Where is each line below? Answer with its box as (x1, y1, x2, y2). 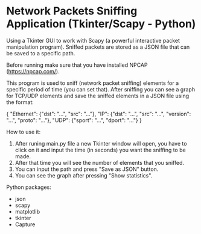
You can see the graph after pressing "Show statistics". (14, 171, 153, 179)
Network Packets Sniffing (6, 4, 138, 18)
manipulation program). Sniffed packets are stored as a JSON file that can (6, 43, 190, 51)
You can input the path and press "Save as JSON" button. (14, 165, 159, 173)
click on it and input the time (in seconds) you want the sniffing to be (14, 146, 186, 153)
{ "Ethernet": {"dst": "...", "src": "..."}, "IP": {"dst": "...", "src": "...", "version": (6, 110, 191, 117)
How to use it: (6, 128, 41, 135)
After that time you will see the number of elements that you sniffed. (14, 159, 185, 166)
